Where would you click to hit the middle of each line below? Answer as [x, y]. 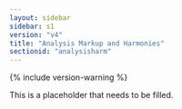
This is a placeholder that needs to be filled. [91, 95]
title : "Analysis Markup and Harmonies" [87, 43]
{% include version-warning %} [69, 77]
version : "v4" [36, 35]
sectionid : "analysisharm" [61, 52]
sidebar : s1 [32, 26]
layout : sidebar [40, 18]
